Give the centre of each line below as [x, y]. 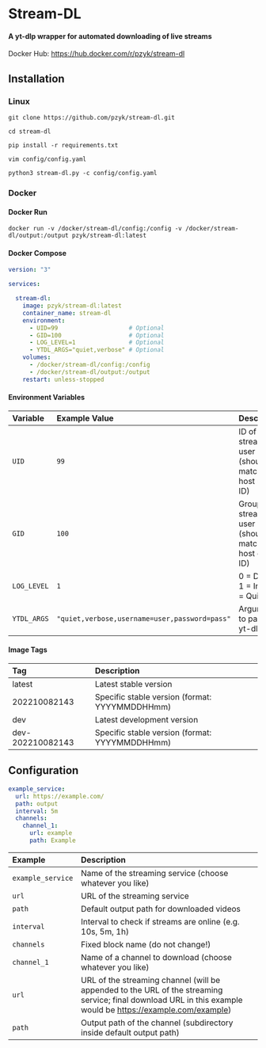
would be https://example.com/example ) [156, 1009]
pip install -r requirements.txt [63, 146]
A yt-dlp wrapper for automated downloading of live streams [110, 36]
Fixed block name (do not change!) [146, 944]
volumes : [37, 357]
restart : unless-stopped [63, 379]
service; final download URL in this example [161, 1000]
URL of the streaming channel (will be [150, 980]
